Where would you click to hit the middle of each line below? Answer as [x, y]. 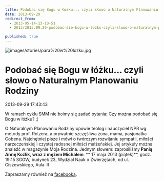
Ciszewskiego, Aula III [27, 164]
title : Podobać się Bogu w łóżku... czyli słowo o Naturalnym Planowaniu [82, 10]
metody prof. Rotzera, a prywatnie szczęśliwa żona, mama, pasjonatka [76, 133]
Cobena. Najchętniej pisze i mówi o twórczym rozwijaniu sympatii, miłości [79, 139]
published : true [21, 37]
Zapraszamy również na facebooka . [41, 174]
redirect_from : [20, 19]
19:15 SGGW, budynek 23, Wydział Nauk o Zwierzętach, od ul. [67, 160]
